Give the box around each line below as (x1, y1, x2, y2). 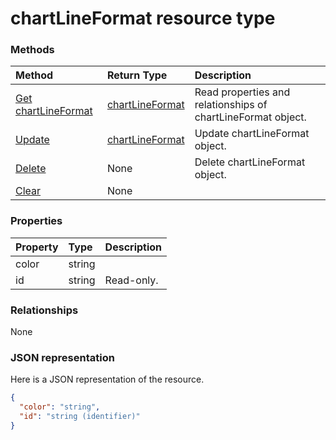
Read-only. (104, 273, 159, 287)
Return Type (106, 68, 168, 82)
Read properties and (194, 85, 291, 99)
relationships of (194, 98, 268, 112)
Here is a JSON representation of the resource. (10, 373, 205, 386)
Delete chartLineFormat (194, 155, 306, 169)
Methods (10, 43, 55, 57)
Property (15, 240, 59, 254)
